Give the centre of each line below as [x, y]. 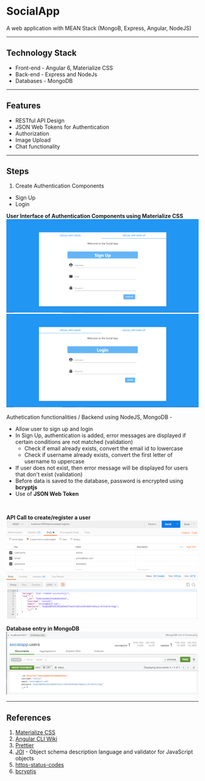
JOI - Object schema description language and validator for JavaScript [104, 752]
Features [23, 106]
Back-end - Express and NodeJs [56, 74]
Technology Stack [41, 53]
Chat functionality [38, 146]
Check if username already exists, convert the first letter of [98, 455]
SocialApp [33, 11]
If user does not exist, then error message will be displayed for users [101, 468]
